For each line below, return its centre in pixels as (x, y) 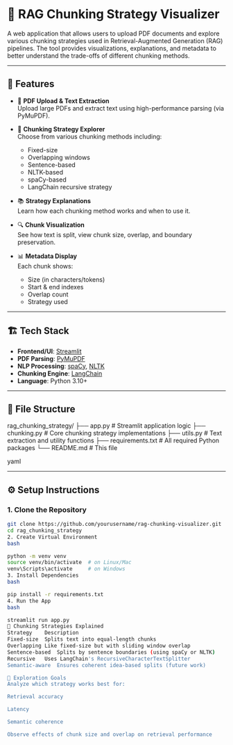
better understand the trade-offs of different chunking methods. (98, 56)
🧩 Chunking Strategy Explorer (61, 129)
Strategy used (48, 301)
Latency (18, 710)
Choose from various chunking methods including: (89, 136)
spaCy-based (47, 179)
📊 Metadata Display (47, 256)
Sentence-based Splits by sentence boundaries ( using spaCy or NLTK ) (111, 652)
